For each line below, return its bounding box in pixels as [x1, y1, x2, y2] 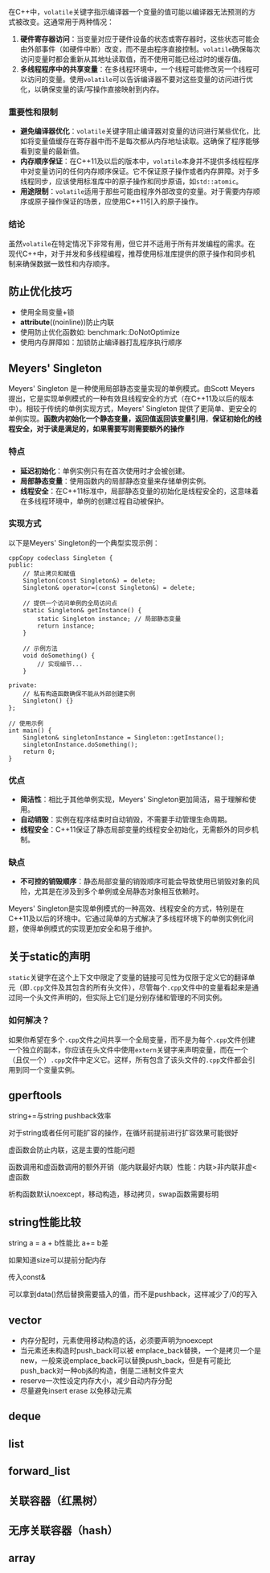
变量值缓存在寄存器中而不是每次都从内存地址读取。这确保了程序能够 [34, 136, 260, 146]
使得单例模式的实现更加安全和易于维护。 [22, 924, 157, 933]
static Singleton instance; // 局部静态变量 [37, 615, 182, 623]
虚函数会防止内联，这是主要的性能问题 [8, 1145, 135, 1155]
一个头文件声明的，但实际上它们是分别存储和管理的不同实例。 [22, 993, 227, 1003]
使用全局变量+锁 [19, 307, 75, 317]
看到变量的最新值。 [19, 146, 84, 156]
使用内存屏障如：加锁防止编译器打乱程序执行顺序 [19, 337, 182, 348]
